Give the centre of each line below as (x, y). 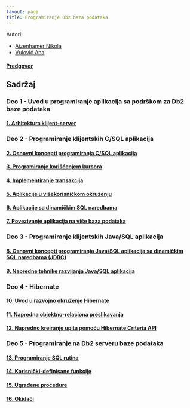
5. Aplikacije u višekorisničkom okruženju (59, 194)
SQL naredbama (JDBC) (36, 257)
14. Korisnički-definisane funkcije (49, 372)
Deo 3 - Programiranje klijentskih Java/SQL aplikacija (85, 237)
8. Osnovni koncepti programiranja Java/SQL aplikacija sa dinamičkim (95, 251)
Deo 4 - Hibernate (33, 286)
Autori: (14, 34)
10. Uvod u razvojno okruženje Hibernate (58, 301)
